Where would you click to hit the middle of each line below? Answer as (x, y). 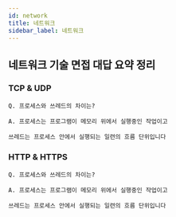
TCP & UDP (30, 88)
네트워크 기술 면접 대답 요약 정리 (82, 65)
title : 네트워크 (32, 23)
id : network (28, 16)
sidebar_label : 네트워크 (46, 30)
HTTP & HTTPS (38, 156)
